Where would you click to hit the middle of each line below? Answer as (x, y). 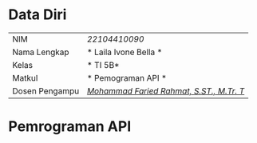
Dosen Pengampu (46, 91)
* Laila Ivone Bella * (125, 52)
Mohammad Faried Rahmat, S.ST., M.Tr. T (166, 91)
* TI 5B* (103, 65)
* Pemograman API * (127, 77)
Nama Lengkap (41, 52)
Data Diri (38, 15)
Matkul (25, 77)
